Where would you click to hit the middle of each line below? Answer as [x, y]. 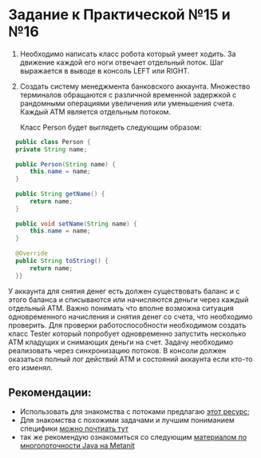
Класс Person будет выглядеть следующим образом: [111, 127]
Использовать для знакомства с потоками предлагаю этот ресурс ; [134, 412]
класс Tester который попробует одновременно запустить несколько [127, 333]
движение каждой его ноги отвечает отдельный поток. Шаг [122, 62]
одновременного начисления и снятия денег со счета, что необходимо [130, 317]
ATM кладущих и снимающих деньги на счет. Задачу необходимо [121, 342]
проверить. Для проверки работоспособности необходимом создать [127, 325]
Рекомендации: [50, 392]
